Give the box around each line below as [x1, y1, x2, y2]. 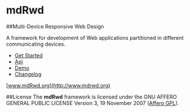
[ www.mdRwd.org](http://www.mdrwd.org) [6, 82, 111, 89]
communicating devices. [6, 40, 66, 47]
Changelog [14, 70, 42, 77]
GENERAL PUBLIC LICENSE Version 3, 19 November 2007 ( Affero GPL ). [6, 99, 179, 106]
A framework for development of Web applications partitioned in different [6, 34, 184, 41]
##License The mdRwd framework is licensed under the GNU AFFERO [6, 93, 177, 100]
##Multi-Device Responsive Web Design [6, 23, 104, 30]
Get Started [14, 52, 43, 59]
